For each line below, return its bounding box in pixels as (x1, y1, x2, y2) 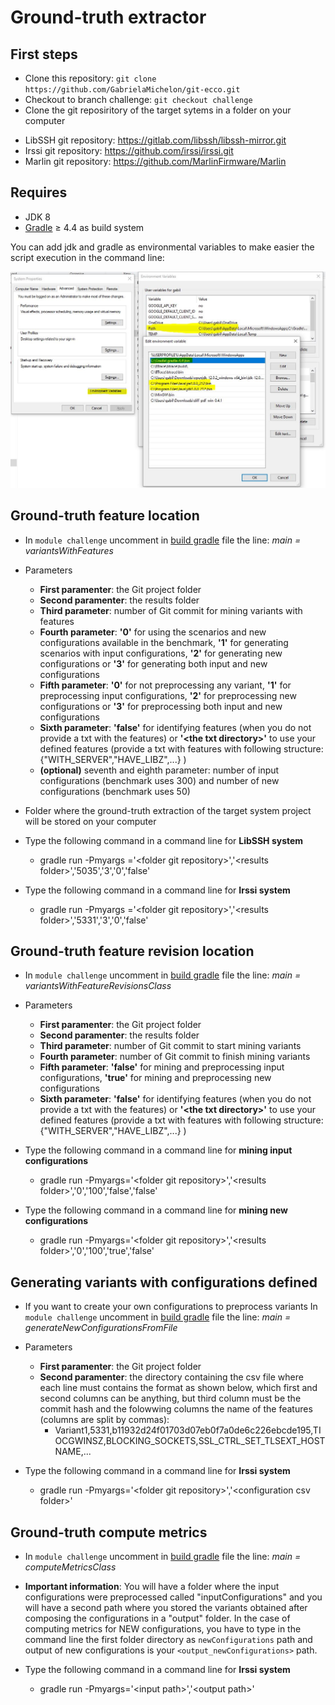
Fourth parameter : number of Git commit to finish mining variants (39, 1051, 311, 1063)
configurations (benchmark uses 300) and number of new (39, 774, 280, 786)
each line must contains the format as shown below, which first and (39, 1382, 318, 1394)
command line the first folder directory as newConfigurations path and (24, 1634, 313, 1646)
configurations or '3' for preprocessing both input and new (39, 700, 283, 712)
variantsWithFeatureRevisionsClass (24, 980, 172, 992)
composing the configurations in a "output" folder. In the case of (24, 1612, 291, 1625)
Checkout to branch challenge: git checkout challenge (24, 94, 253, 105)
